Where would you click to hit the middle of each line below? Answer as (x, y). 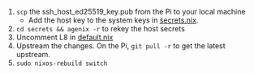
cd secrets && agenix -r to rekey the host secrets (100, 29)
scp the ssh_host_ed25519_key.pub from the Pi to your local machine (131, 12)
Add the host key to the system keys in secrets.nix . (113, 20)
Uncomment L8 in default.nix (65, 37)
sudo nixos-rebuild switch (62, 64)
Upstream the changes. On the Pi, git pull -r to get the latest (121, 46)
